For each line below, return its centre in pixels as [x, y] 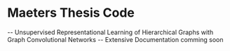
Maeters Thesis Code [71, 13]
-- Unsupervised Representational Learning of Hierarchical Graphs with [110, 32]
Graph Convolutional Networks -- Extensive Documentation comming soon [115, 39]
